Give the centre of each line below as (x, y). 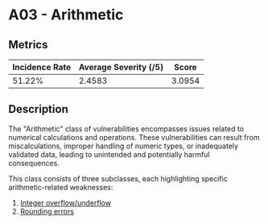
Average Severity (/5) (121, 67)
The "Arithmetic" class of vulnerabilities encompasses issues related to (126, 129)
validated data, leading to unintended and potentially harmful (109, 154)
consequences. (34, 163)
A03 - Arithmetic (66, 15)
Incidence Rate (41, 67)
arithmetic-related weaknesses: (61, 187)
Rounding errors (47, 211)
